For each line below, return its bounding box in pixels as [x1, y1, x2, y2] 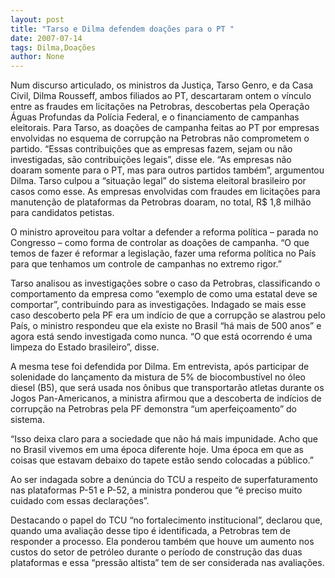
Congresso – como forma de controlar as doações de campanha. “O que [10, 237, 310, 249]
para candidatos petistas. [10, 207, 115, 219]
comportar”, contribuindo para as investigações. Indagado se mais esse [10, 299, 307, 311]
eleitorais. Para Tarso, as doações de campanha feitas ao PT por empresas [10, 122, 320, 134]
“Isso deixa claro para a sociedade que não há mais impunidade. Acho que [10, 433, 319, 445]
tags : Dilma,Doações [10, 42, 97, 53]
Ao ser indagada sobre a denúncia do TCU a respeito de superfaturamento [10, 474, 319, 486]
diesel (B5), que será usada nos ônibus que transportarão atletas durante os [10, 382, 325, 394]
